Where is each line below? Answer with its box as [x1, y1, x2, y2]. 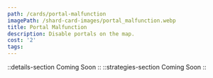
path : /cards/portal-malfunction [7, 10, 106, 18]
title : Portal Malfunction [7, 23, 87, 30]
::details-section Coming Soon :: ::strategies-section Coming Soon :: [7, 63, 207, 71]
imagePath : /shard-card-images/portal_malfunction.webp [7, 17, 176, 24]
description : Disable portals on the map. [7, 30, 135, 38]
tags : [7, 43, 23, 50]
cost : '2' [7, 37, 37, 44]
